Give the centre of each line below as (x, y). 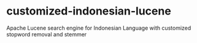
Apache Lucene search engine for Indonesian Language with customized (99, 28)
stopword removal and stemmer (47, 34)
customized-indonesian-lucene (89, 11)
